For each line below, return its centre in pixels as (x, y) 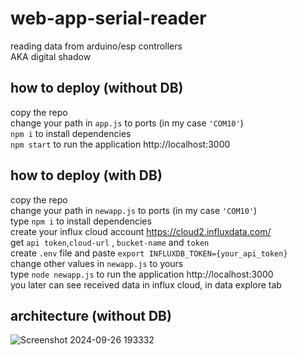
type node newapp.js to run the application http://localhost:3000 (142, 274)
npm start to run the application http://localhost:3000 (120, 144)
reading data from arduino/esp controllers (96, 46)
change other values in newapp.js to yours (97, 263)
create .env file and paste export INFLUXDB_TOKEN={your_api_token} (149, 253)
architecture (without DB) (91, 315)
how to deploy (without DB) (97, 88)
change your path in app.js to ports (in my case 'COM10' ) (127, 123)
